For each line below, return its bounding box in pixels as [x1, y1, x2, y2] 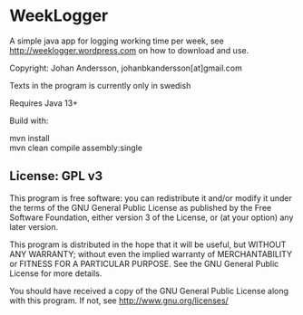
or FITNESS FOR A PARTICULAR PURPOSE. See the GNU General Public [9, 258, 279, 269]
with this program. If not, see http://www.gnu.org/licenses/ [9, 295, 229, 306]
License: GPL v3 [9, 168, 103, 184]
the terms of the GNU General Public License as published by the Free [9, 202, 272, 213]
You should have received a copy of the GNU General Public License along [9, 285, 288, 296]
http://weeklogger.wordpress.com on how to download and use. [9, 44, 249, 55]
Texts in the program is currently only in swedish [9, 80, 191, 91]
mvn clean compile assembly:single [9, 142, 143, 153]
